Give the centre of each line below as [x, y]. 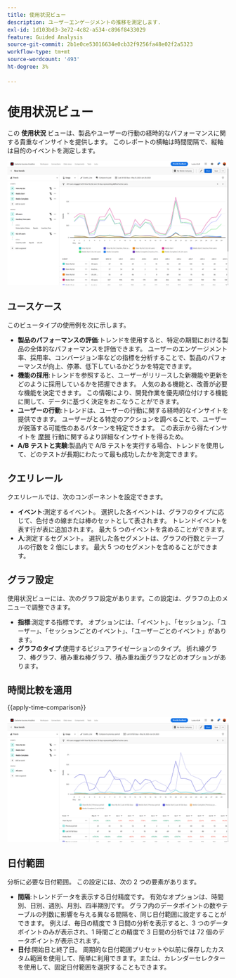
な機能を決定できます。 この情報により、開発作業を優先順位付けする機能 [123, 392]
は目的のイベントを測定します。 [53, 150]
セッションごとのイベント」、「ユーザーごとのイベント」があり [137, 631]
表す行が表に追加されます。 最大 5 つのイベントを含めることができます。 [123, 529]
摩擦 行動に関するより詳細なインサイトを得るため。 [112, 437]
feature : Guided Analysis [45, 37]
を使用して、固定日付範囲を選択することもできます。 [94, 967]
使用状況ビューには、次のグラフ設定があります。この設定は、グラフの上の [115, 598]
